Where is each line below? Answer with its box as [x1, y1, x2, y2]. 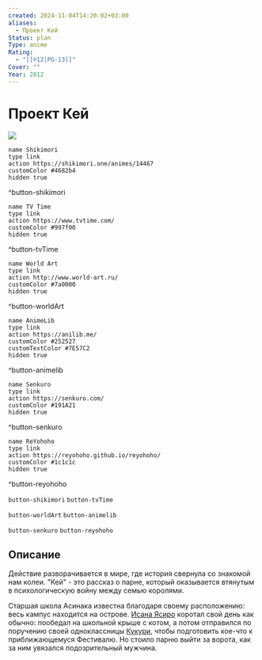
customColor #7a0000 [8, 280, 77, 288]
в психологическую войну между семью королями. [8, 586, 184, 595]
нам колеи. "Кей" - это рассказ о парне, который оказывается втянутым [8, 578, 255, 587]
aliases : [8, 19, 37, 27]
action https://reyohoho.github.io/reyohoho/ [8, 451, 161, 460]
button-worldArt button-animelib [8, 511, 117, 519]
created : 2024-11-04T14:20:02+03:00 [8, 11, 129, 20]
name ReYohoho [8, 437, 55, 445]
